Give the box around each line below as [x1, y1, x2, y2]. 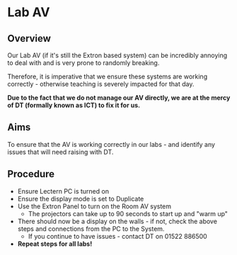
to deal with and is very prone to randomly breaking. [7, 59, 160, 67]
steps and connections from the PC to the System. [17, 224, 165, 233]
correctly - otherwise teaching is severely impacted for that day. [7, 80, 195, 88]
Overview [7, 32, 52, 45]
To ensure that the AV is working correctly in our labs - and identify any [7, 140, 216, 148]
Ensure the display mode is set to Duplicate [17, 194, 144, 203]
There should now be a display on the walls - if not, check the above [17, 217, 218, 225]
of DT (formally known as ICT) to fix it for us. [7, 101, 140, 109]
